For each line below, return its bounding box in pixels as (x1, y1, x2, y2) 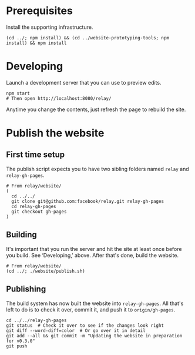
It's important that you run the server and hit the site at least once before (6, 245, 182, 252)
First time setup (6, 150, 65, 160)
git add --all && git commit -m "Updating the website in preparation (6, 333, 183, 339)
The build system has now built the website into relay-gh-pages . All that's (6, 300, 184, 307)
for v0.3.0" (6, 338, 35, 344)
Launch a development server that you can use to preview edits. (6, 79, 162, 86)
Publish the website (6, 126, 105, 140)
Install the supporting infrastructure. (6, 24, 93, 31)
